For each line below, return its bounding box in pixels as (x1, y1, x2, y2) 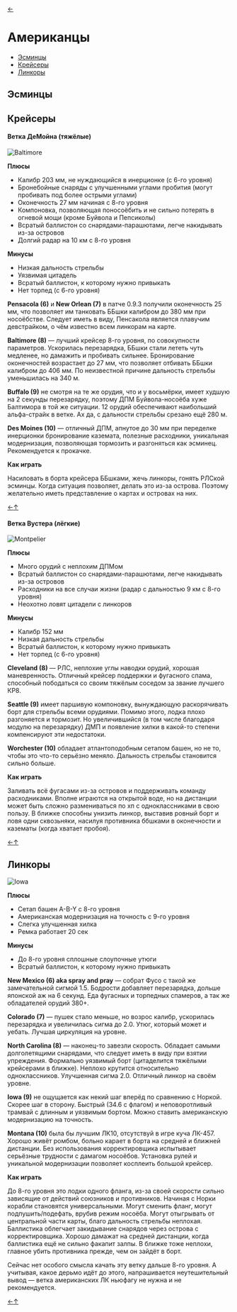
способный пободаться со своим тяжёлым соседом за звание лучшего (7, 679, 225, 687)
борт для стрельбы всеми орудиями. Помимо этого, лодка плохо (7, 708, 206, 716)
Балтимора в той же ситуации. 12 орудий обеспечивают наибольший (7, 402, 217, 411)
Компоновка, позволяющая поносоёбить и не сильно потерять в (17, 206, 214, 214)
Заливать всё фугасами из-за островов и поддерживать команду (7, 786, 207, 795)
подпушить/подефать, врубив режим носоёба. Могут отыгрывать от (7, 1209, 215, 1218)
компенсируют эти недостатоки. (7, 730, 106, 739)
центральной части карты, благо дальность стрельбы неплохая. (7, 1216, 203, 1225)
